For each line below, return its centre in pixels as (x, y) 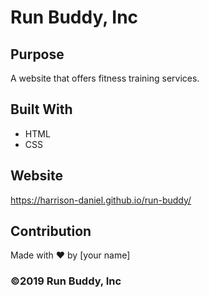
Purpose (37, 54)
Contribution (51, 231)
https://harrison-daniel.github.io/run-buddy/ (101, 200)
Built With (41, 109)
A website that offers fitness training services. (105, 78)
